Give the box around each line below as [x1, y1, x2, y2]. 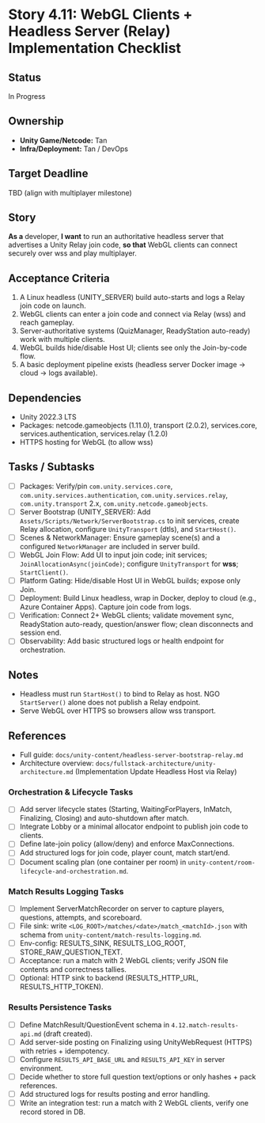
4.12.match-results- [171, 1021, 239, 1030]
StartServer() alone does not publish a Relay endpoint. [19, 698, 201, 708]
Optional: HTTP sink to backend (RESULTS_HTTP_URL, [19, 973, 199, 983]
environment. [19, 1063, 63, 1073]
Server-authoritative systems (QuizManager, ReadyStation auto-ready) [19, 326, 251, 336]
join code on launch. [19, 301, 86, 310]
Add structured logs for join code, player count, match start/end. [19, 848, 231, 858]
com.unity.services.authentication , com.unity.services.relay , [19, 490, 228, 499]
